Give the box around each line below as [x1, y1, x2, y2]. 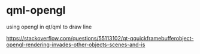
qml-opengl [6, 4, 66, 17]
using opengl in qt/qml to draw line [6, 23, 92, 30]
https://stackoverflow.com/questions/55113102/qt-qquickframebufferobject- [6, 34, 194, 42]
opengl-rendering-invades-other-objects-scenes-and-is [6, 41, 146, 48]
